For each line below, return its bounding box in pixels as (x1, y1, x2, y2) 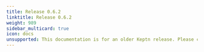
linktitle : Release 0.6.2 (6, 14, 72, 20)
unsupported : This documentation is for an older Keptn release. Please (6, 36, 194, 42)
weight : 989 (6, 20, 36, 26)
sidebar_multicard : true (6, 25, 69, 32)
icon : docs (6, 31, 34, 37)
